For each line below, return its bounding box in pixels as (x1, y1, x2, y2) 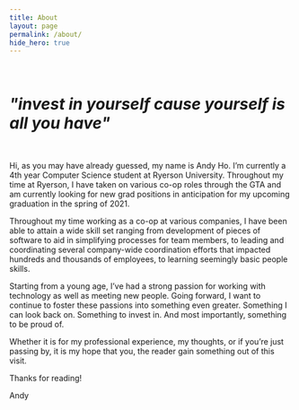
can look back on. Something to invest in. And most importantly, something (9, 310, 287, 320)
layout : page (9, 22, 58, 31)
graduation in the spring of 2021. (9, 198, 130, 209)
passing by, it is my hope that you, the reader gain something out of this (9, 346, 276, 357)
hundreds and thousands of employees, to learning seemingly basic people (9, 254, 288, 265)
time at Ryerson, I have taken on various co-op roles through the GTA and (9, 179, 281, 190)
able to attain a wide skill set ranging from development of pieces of (9, 225, 261, 236)
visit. (9, 355, 27, 366)
